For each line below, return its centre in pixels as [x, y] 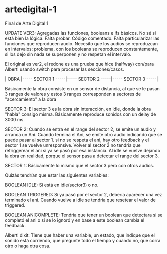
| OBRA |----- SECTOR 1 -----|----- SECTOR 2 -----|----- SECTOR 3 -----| [82, 79]
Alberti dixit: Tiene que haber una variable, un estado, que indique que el [80, 235]
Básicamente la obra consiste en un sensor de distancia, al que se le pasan [82, 88]
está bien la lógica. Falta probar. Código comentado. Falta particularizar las [82, 38]
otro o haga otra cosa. [28, 246]
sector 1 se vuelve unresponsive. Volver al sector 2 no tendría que [73, 145]
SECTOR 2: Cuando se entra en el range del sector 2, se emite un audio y [81, 129]
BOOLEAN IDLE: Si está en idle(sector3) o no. [52, 185]
